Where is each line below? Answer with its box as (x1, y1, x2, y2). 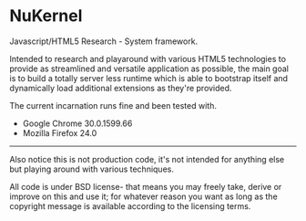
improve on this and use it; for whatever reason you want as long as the (9, 191, 278, 202)
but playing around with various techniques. (9, 163, 175, 174)
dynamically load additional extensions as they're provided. (9, 82, 232, 93)
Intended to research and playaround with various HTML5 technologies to (9, 53, 287, 64)
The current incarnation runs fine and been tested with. (9, 100, 217, 110)
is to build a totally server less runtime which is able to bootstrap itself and (9, 72, 289, 83)
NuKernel (9, 5, 83, 26)
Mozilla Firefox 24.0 (22, 127, 97, 138)
